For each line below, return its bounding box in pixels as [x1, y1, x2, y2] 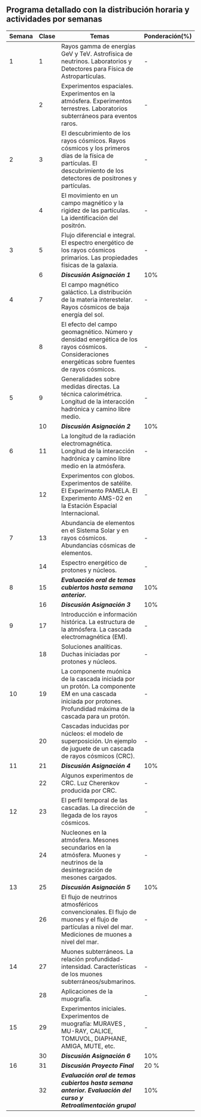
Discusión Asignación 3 [61, 600, 131, 609]
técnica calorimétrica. [61, 390, 123, 398]
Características [93, 962, 136, 971]
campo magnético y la [61, 198, 124, 207]
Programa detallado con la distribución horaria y [6, 5, 190, 15]
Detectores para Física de [61, 64, 133, 73]
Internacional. [61, 509, 100, 517]
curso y [61, 1094, 84, 1102]
